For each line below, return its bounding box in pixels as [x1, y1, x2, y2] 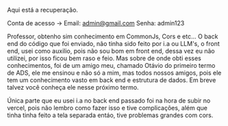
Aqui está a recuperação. [7, 6, 79, 14]
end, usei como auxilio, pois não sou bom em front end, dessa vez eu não [7, 47, 215, 55]
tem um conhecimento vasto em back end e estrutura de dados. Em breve [7, 76, 216, 84]
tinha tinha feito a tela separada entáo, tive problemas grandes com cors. [7, 111, 214, 119]
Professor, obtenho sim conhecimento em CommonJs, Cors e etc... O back [7, 32, 218, 40]
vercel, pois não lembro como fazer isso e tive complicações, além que [7, 104, 207, 112]
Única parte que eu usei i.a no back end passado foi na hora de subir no [7, 97, 211, 105]
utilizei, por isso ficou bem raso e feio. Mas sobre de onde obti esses [7, 54, 202, 62]
